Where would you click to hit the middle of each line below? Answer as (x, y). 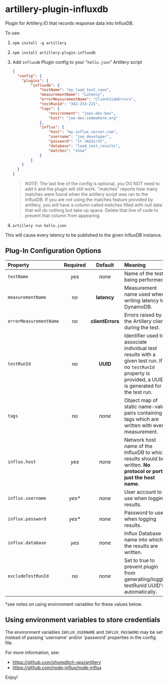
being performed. (145, 280)
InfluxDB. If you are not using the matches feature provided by (89, 200)
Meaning (135, 265)
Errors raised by (143, 315)
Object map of (141, 400)
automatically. (141, 592)
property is (137, 373)
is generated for (143, 386)
